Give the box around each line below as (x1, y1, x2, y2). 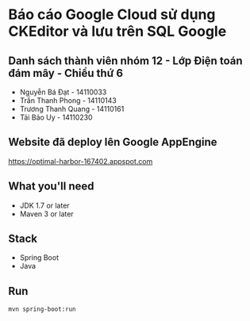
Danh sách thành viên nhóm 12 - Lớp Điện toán (8, 54, 243, 67)
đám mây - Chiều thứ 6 (8, 66, 124, 80)
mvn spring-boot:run (8, 305, 77, 314)
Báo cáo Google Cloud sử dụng (8, 6, 216, 24)
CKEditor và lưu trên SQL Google (8, 22, 227, 40)
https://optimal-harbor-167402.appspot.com (8, 156, 153, 166)
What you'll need (8, 180, 94, 193)
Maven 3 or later (19, 208, 74, 219)
